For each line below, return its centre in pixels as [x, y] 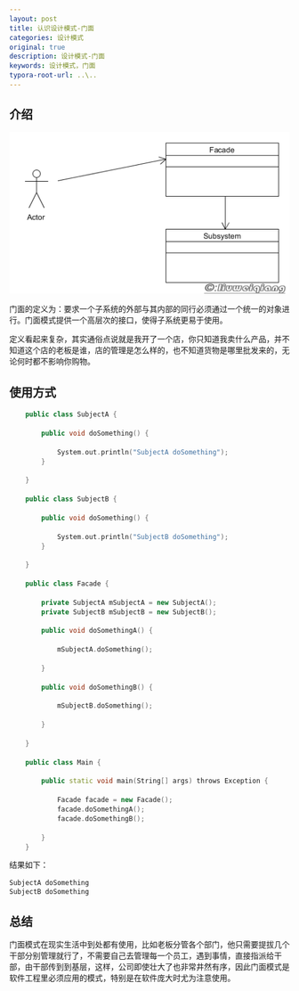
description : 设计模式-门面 [57, 57]
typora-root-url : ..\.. [53, 76]
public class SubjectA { [71, 414]
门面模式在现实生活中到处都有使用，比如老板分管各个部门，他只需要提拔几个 [149, 945]
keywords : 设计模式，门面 [53, 66]
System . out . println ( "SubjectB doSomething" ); [142, 536]
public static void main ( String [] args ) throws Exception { [155, 781]
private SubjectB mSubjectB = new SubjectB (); [129, 612]
